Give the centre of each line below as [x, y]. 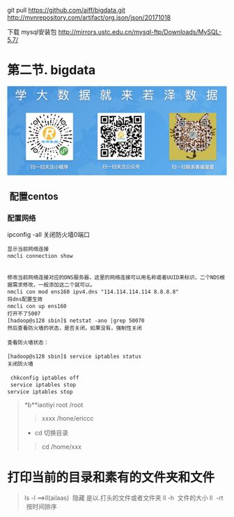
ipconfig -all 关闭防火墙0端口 [49, 235]
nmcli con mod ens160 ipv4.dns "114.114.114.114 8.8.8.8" [93, 292]
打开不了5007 [24, 314]
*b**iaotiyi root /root [54, 405]
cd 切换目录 [52, 433]
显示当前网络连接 [28, 249]
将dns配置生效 [25, 300]
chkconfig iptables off [45, 378]
